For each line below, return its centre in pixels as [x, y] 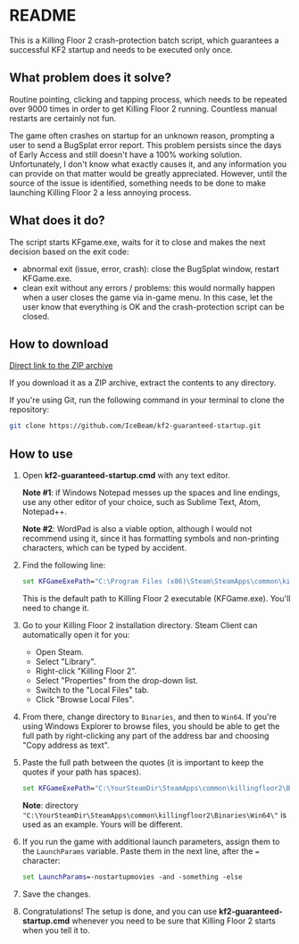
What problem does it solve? [91, 78]
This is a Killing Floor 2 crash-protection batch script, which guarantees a [144, 40]
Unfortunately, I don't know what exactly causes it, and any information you [148, 164]
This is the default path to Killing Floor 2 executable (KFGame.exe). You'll [156, 598]
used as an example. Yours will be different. [102, 824]
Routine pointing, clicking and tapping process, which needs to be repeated [148, 99]
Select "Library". [66, 661]
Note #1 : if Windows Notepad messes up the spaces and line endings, [151, 493]
